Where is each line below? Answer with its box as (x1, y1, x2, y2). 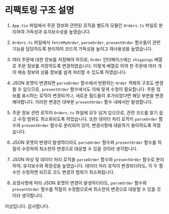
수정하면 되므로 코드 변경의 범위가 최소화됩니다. (21, 169, 115, 175)
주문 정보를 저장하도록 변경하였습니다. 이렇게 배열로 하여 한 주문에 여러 (17, 63, 157, 69)
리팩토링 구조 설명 (5, 5, 74, 16)
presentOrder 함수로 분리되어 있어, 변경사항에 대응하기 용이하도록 (21, 122, 152, 128)
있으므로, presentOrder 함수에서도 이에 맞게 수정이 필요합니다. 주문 (23, 86, 155, 92)
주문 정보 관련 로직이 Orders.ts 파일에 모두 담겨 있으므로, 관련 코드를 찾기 (12, 109, 158, 115)
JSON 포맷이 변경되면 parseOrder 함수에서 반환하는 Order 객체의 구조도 (12, 79, 154, 86)
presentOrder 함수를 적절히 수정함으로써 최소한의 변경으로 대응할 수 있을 (12, 186, 156, 192)
